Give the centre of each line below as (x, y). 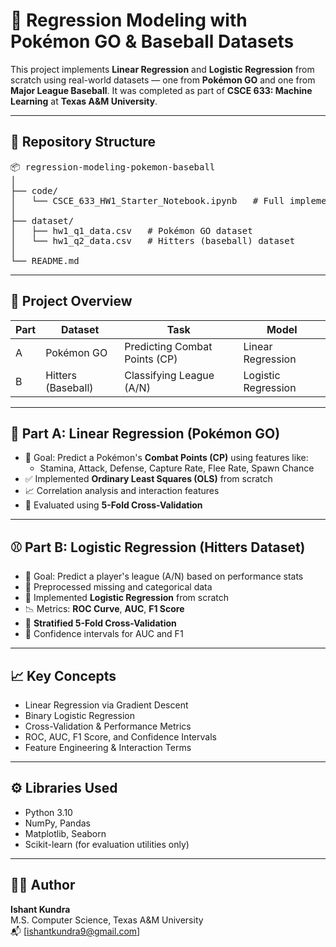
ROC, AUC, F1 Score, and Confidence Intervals (120, 737)
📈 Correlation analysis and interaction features (122, 491)
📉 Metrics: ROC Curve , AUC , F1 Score (104, 609)
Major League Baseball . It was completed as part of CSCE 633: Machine (161, 90)
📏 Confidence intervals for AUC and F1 (104, 634)
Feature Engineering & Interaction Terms (108, 747)
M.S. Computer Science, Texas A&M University (107, 920)
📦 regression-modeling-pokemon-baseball (113, 167)
